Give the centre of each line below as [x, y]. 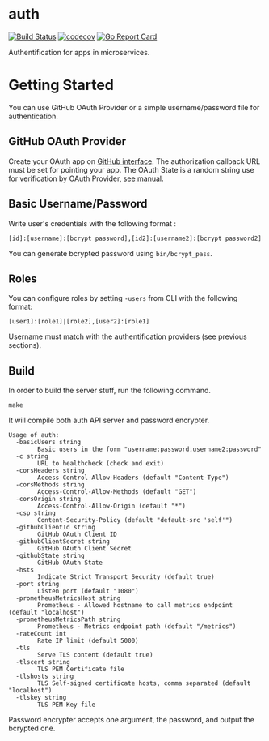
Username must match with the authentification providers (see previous [128, 336]
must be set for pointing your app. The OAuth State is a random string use [131, 169]
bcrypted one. [32, 728]
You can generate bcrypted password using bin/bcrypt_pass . [110, 253]
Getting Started [61, 85]
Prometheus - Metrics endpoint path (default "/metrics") [137, 627]
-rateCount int [41, 634]
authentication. [34, 116]
